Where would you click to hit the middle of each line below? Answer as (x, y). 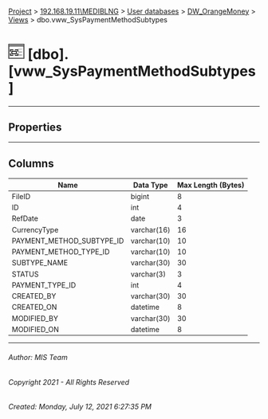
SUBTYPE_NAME (40, 263)
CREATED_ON (34, 307)
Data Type (150, 185)
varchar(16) (150, 229)
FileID (21, 196)
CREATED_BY (34, 296)
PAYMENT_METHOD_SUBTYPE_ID (68, 241)
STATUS (25, 274)
